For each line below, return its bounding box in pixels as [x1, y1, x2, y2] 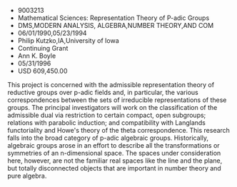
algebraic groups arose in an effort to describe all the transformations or [7, 141, 220, 149]
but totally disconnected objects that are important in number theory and [7, 164, 221, 172]
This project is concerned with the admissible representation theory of [7, 81, 215, 89]
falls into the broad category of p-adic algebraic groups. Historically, [7, 133, 209, 142]
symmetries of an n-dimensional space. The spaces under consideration [7, 149, 221, 157]
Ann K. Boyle [17, 51, 56, 60]
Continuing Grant [17, 44, 69, 52]
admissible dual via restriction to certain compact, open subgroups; [7, 111, 206, 119]
